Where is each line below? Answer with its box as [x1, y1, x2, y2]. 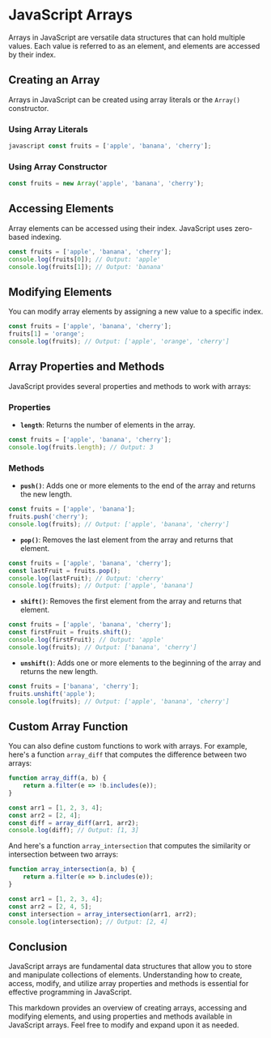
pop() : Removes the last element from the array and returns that [19, 535, 233, 545]
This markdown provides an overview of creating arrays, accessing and [8, 1003, 248, 1013]
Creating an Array [8, 73, 100, 87]
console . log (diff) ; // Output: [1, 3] [8, 827, 139, 835]
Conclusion [8, 940, 68, 954]
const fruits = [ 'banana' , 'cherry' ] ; [8, 682, 139, 690]
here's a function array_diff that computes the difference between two [8, 750, 247, 759]
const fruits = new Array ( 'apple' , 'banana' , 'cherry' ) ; [8, 180, 205, 188]
